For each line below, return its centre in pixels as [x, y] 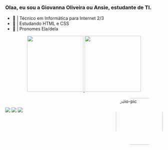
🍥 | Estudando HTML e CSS [41, 23]
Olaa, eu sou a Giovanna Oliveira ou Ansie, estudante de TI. [78, 7]
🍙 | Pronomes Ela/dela [35, 29]
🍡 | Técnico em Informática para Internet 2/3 [58, 18]
